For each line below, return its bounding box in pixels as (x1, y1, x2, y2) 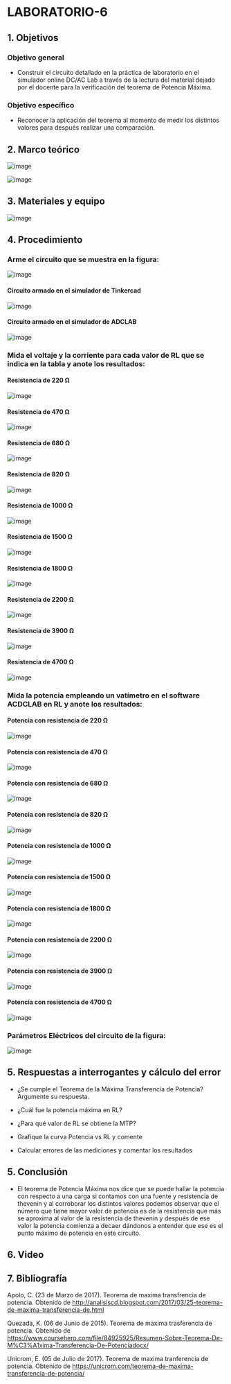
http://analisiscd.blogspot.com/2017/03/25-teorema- (72, 1298, 223, 1306)
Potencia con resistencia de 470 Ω (7, 747, 109, 756)
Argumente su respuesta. (17, 1092, 90, 1100)
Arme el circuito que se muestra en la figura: (7, 254, 160, 264)
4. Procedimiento (7, 234, 83, 246)
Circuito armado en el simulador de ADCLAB (7, 318, 137, 326)
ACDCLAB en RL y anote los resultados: (7, 699, 143, 709)
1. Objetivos (7, 32, 59, 44)
